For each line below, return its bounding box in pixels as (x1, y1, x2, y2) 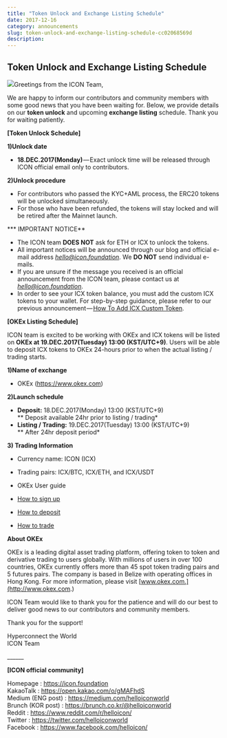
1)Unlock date (7, 142, 47, 150)
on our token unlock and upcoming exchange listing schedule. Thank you (7, 108, 219, 116)
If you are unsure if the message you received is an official (17, 267, 184, 275)
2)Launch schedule (7, 392, 64, 401)
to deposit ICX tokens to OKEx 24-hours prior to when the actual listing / (7, 345, 213, 353)
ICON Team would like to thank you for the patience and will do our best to (7, 598, 218, 606)
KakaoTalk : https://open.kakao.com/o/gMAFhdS (7, 686, 145, 695)
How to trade (17, 521, 54, 529)
